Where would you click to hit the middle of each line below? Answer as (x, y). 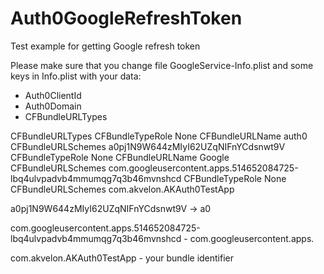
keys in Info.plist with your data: (76, 76)
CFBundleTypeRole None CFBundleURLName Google (120, 157)
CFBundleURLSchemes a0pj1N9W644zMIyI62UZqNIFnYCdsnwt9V (148, 146)
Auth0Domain (53, 106)
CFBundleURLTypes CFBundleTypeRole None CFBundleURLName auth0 (159, 136)
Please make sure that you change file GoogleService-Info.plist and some (162, 65)
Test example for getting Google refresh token (105, 46)
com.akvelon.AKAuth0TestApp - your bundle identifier (122, 258)
